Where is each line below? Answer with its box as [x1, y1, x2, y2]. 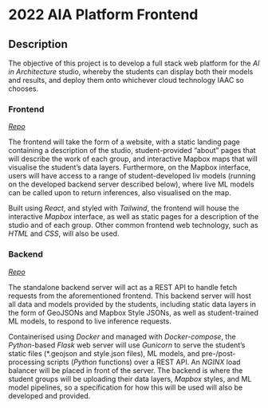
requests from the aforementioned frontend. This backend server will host [8, 291, 251, 300]
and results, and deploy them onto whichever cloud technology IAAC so [8, 76, 245, 84]
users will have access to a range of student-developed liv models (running [8, 171, 256, 181]
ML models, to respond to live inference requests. [8, 316, 171, 326]
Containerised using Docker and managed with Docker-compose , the [8, 331, 237, 341]
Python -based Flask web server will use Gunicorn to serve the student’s [8, 340, 246, 350]
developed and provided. [8, 390, 91, 400]
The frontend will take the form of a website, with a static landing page [8, 137, 241, 147]
